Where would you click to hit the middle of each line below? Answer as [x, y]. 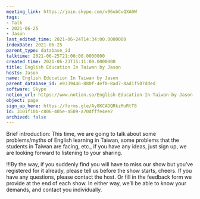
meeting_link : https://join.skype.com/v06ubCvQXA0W [71, 12]
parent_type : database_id [38, 51]
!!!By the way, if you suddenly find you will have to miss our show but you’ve [100, 164]
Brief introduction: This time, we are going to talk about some [81, 134]
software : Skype [26, 89]
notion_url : [21, 95]
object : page [22, 100]
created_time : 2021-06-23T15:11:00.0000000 [61, 61]
